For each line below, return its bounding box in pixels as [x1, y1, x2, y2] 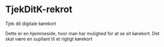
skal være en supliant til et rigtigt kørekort [5, 36, 93, 42]
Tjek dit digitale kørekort [5, 20, 57, 27]
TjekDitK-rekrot [5, 4, 73, 15]
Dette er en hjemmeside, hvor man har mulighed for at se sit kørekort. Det [5, 30, 160, 36]
